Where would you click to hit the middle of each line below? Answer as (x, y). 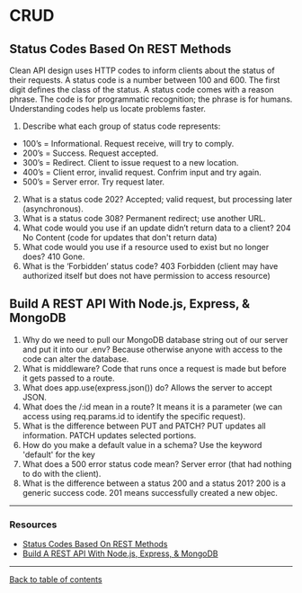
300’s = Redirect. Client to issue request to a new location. (130, 162)
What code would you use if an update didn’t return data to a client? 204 (156, 228)
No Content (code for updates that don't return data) (120, 238)
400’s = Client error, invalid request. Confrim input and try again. (142, 172)
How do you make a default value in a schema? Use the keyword (142, 445)
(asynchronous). (53, 209)
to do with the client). (62, 473)
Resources (33, 525)
